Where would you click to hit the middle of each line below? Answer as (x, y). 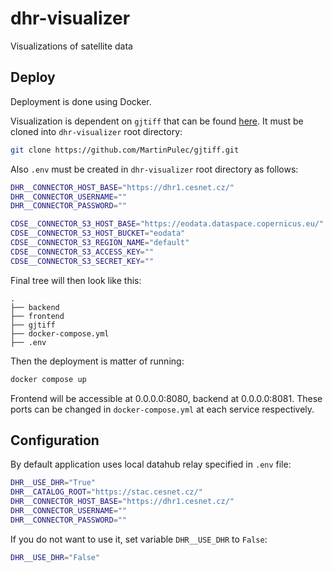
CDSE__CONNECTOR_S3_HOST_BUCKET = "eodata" (98, 233)
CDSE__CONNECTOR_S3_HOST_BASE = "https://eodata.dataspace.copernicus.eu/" (167, 224)
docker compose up (48, 379)
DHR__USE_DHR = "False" (55, 557)
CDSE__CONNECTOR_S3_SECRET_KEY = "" (82, 261)
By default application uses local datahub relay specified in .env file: (151, 464)
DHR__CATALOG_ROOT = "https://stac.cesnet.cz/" (106, 492)
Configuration (55, 440)
